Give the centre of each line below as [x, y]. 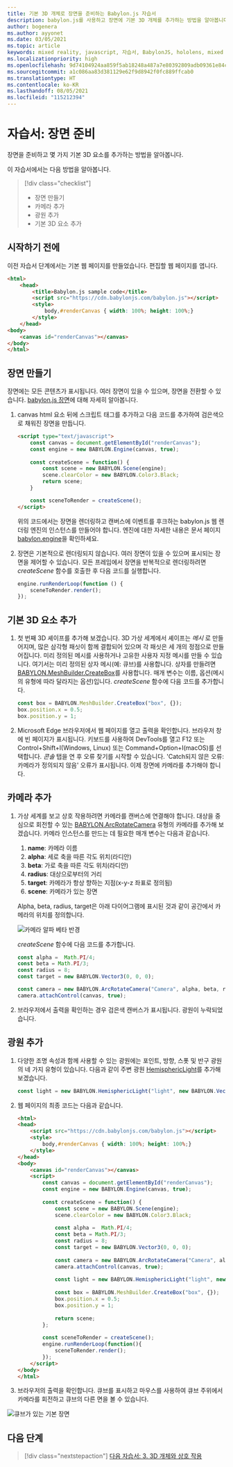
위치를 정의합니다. [60, 914]
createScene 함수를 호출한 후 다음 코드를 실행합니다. [89, 571]
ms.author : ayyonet [35, 33]
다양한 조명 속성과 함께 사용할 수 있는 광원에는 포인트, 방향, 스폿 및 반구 [113, 1060]
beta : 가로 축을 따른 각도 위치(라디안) [78, 865]
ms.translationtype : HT [42, 78]
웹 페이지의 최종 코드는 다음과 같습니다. [70, 1105]
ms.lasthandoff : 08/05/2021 [48, 91]
